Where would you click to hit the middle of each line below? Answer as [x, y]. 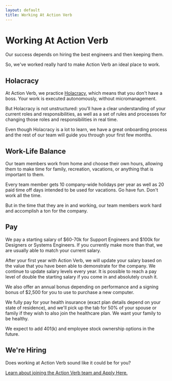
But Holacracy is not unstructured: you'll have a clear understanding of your [85, 109]
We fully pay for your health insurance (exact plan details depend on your [83, 302]
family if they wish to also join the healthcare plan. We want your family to [83, 313]
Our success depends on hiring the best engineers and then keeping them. [85, 55]
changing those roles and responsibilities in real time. [62, 119]
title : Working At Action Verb [39, 15]
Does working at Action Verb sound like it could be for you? [68, 362]
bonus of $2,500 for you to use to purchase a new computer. [70, 292]
